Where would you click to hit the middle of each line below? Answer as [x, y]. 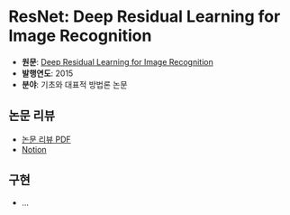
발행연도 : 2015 [47, 73]
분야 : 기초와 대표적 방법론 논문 [74, 84]
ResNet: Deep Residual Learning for [145, 17]
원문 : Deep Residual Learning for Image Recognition [117, 61]
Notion [34, 149]
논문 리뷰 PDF [46, 139]
